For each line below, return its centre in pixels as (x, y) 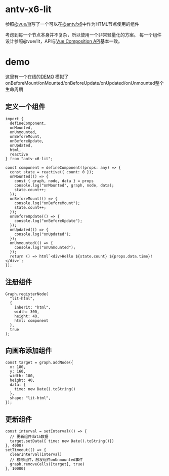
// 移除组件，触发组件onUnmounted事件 (47, 460)
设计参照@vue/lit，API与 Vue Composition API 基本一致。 (64, 41)
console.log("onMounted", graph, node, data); (64, 185)
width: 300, (27, 312)
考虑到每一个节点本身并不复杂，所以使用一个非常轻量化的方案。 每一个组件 (83, 34)
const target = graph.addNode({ (39, 363)
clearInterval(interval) (36, 455)
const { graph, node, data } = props (54, 181)
